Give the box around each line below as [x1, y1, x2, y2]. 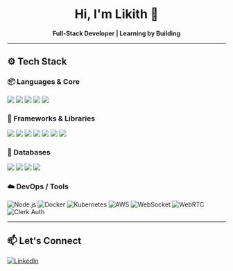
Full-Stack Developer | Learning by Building [52, 29, 181, 37]
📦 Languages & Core [7, 77, 80, 87]
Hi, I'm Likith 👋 [74, 6, 159, 22]
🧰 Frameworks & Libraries [7, 114, 96, 123]
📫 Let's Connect [7, 235, 82, 247]
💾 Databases [7, 147, 51, 157]
